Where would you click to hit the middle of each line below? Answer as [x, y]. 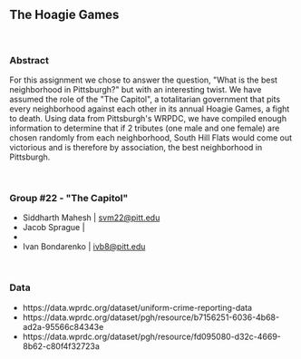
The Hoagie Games [64, 15]
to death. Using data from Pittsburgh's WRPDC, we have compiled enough [148, 119]
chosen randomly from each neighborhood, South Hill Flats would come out [151, 138]
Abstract [29, 60]
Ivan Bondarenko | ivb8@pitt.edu [84, 247]
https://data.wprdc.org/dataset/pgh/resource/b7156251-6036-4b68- [150, 317]
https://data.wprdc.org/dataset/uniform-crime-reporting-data [137, 307]
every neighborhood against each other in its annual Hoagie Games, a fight [150, 109]
